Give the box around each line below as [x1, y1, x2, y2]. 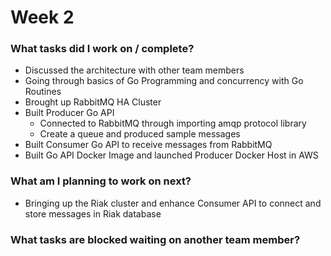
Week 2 [10, 6, 75, 29]
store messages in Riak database [24, 207, 162, 220]
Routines [24, 86, 62, 98]
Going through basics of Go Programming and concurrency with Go [24, 75, 304, 87]
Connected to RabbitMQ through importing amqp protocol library [39, 117, 307, 130]
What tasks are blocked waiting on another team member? [10, 232, 301, 246]
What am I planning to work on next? [10, 174, 192, 188]
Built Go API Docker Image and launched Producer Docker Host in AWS [24, 149, 319, 161]
